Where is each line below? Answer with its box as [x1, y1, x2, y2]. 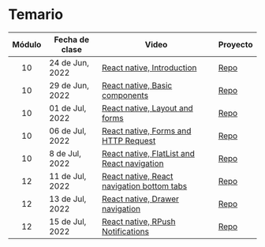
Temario [8, 6, 64, 24]
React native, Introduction [101, 62, 197, 73]
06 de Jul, [48, 125, 87, 136]
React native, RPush [101, 215, 176, 226]
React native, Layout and [101, 103, 193, 114]
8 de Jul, [48, 148, 81, 159]
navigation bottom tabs [101, 180, 188, 191]
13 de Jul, [48, 193, 87, 204]
